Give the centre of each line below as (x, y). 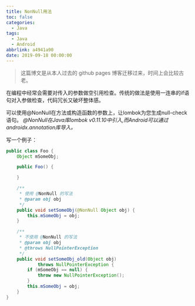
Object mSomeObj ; (38, 157)
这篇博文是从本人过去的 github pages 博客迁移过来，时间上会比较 (100, 73)
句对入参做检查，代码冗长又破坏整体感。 (55, 100)
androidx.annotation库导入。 (41, 127)
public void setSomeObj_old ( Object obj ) (67, 259)
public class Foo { (30, 151)
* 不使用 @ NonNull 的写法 (48, 237)
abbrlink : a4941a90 (30, 50)
